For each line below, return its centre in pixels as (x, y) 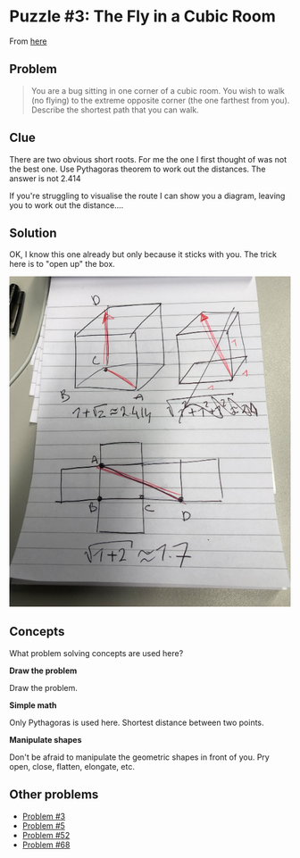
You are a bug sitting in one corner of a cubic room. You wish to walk (158, 90)
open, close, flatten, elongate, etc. (72, 766)
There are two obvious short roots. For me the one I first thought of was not (148, 159)
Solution (33, 233)
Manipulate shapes (46, 739)
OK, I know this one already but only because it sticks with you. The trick (143, 254)
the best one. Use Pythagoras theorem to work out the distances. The (137, 169)
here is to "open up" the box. (62, 264)
